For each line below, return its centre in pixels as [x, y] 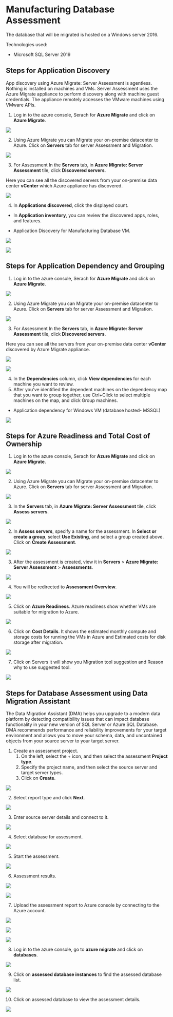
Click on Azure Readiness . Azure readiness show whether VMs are [84, 606]
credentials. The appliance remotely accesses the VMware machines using [85, 99]
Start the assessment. [36, 856]
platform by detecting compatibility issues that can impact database [78, 719]
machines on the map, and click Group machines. [65, 400]
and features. [27, 220]
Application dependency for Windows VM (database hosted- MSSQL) [87, 410]
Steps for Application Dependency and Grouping [85, 266]
